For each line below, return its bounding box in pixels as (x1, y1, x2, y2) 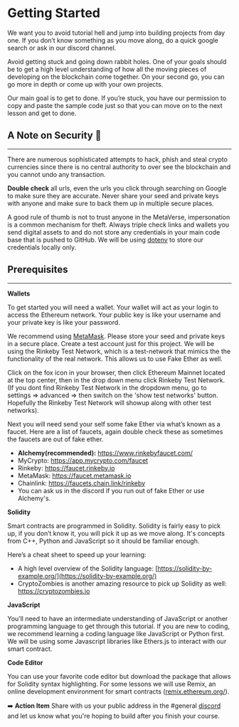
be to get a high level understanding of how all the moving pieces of (7, 65, 207, 73)
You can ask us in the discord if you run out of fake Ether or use (17, 486, 205, 495)
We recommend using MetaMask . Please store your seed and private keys (7, 332, 225, 340)
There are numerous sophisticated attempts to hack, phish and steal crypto (7, 155, 228, 163)
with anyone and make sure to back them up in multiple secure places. (7, 199, 215, 208)
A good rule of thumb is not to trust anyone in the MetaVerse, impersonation (7, 212, 230, 221)
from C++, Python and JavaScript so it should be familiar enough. (7, 537, 200, 545)
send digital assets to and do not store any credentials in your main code (7, 227, 221, 236)
